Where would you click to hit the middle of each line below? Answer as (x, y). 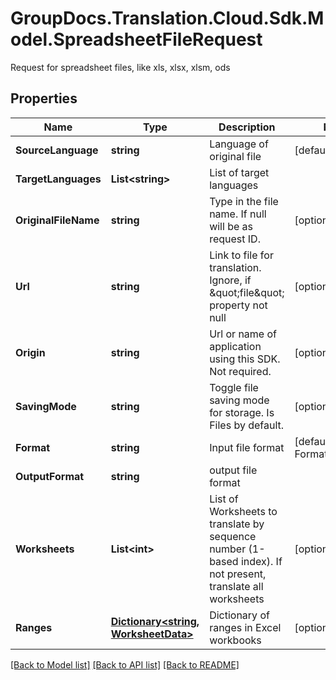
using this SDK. (245, 359)
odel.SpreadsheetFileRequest (136, 39)
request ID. (235, 239)
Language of (239, 144)
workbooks (235, 640)
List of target (239, 172)
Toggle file (234, 387)
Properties (44, 98)
